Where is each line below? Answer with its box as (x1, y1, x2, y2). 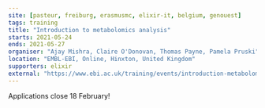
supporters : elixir (8, 63, 73, 70)
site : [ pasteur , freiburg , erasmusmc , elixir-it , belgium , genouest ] (8, 11, 242, 20)
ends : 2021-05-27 (8, 41, 65, 49)
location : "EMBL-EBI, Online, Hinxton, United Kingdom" (8, 56, 196, 63)
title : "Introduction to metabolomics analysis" (8, 26, 171, 34)
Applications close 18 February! (8, 91, 110, 100)
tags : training (8, 19, 58, 27)
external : (8, 70, 41, 77)
